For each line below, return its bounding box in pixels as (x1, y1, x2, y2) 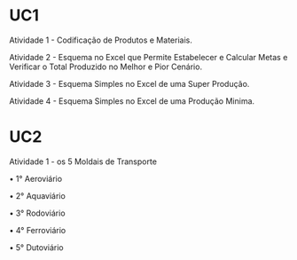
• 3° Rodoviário (9, 208, 66, 218)
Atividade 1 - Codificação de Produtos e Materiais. (9, 35, 192, 45)
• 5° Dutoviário (9, 241, 64, 253)
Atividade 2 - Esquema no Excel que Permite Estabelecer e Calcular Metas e (9, 51, 288, 62)
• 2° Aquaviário (9, 190, 66, 201)
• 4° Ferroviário (9, 225, 66, 235)
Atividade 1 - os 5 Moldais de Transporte (9, 156, 158, 167)
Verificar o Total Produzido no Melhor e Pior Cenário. (9, 61, 202, 72)
